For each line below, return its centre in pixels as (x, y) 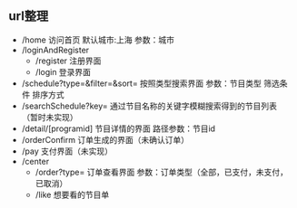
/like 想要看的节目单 (72, 194)
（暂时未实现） (49, 117)
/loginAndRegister (55, 50)
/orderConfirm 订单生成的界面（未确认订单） (105, 139)
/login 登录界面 (63, 71)
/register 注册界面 (68, 61)
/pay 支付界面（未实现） (67, 151)
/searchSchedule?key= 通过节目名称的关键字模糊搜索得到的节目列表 (149, 106)
